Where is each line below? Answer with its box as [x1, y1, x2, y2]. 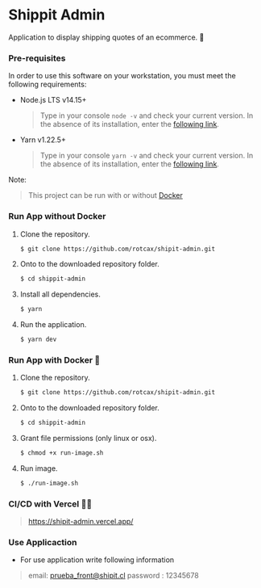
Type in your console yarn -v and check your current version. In [39, 151, 254, 161]
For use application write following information [19, 555, 175, 565]
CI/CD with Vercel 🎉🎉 [8, 498, 93, 510]
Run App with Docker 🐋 [8, 354, 101, 365]
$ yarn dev [19, 335, 57, 344]
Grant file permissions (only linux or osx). [19, 434, 157, 443]
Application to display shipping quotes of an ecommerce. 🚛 [8, 32, 205, 42]
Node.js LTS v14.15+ [19, 95, 87, 105]
